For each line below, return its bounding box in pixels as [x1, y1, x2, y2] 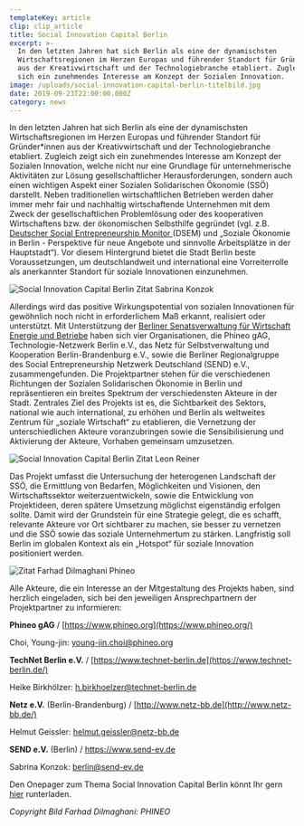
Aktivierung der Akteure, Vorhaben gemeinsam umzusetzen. [9, 436, 235, 447]
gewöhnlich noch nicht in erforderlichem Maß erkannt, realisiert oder [9, 311, 266, 322]
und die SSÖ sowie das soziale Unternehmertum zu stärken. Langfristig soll [9, 528, 291, 539]
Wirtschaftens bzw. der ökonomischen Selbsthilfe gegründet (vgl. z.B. [9, 218, 270, 229]
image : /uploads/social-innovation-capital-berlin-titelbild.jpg [9, 81, 261, 90]
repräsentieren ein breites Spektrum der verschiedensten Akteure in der [9, 388, 278, 399]
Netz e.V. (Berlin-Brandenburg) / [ [9, 699, 138, 710]
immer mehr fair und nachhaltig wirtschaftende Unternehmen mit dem [9, 199, 271, 210]
